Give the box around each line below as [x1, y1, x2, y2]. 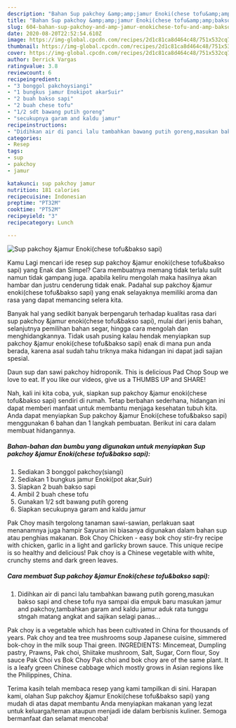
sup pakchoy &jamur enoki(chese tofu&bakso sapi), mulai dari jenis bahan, [7, 317, 223, 325]
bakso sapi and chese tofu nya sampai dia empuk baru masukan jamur [17, 597, 223, 606]
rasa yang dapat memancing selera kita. [7, 295, 124, 304]
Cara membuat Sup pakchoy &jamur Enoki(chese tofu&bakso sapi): [7, 572, 210, 580]
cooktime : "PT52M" [7, 206, 61, 213]
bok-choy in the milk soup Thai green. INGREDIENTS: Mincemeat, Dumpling [7, 641, 227, 649]
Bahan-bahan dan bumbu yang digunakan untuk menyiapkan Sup [7, 442, 206, 451]
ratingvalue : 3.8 [7, 63, 58, 70]
